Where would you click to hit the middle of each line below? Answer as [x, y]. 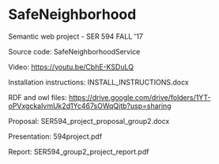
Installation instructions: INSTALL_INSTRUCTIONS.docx [99, 82]
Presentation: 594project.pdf [55, 136]
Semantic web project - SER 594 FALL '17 [76, 36]
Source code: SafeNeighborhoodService [74, 51]
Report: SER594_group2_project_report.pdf [79, 151]
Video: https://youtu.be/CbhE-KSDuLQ [71, 67]
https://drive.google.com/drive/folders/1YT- [140, 97]
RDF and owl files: [38, 97]
